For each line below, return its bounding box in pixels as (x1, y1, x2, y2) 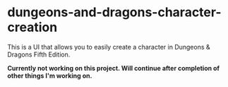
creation (7, 19, 58, 35)
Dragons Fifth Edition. (7, 50, 71, 59)
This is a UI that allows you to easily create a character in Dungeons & (7, 42, 210, 51)
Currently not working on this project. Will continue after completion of (7, 64, 220, 72)
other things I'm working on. (7, 71, 92, 80)
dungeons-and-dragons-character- (7, 4, 222, 21)
